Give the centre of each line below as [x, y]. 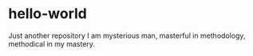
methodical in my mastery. [52, 43]
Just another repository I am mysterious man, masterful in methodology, [127, 35]
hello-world [48, 14]
